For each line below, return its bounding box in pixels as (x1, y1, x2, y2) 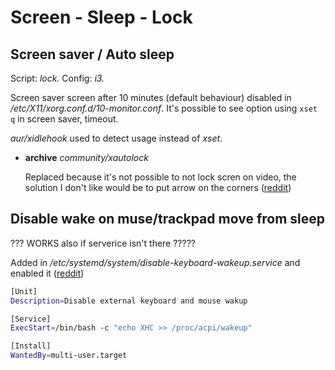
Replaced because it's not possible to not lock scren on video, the (24, 171, 297, 183)
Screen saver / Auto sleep (10, 46, 175, 63)
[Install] (10, 341, 52, 351)
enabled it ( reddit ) (10, 267, 85, 279)
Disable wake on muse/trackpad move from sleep (10, 211, 326, 228)
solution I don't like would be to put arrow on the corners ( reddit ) (24, 182, 292, 193)
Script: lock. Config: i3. (10, 72, 105, 84)
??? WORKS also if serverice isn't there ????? (10, 237, 196, 249)
